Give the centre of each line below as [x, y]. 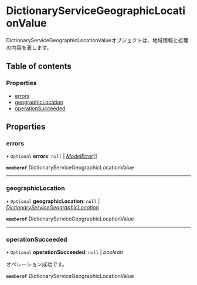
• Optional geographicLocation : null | [53, 201]
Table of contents [39, 67]
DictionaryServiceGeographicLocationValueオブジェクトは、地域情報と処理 [97, 40]
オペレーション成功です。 [37, 264]
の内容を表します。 [29, 48]
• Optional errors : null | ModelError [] [52, 156]
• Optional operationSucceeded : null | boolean [64, 252]
